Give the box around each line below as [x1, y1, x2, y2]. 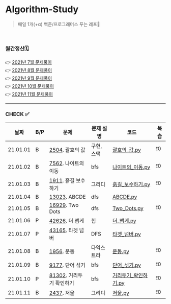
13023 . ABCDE [49, 193, 86, 200]
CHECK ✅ [5, 111, 30, 118]
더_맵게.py [112, 217, 136, 224]
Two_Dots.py [112, 204, 144, 212]
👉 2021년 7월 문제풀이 [5, 59, 52, 65]
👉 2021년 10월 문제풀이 [5, 83, 54, 89]
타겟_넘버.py [112, 230, 141, 238]
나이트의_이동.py [112, 163, 151, 171]
